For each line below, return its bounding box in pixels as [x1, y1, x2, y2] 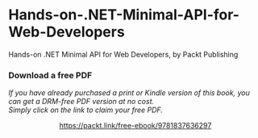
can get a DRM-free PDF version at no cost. [8, 97, 155, 107]
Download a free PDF [8, 69, 93, 81]
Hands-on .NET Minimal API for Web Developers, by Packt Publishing [8, 49, 239, 59]
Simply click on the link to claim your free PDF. [8, 105, 164, 115]
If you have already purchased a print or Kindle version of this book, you [8, 88, 250, 98]
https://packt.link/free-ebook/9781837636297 [59, 121, 212, 131]
